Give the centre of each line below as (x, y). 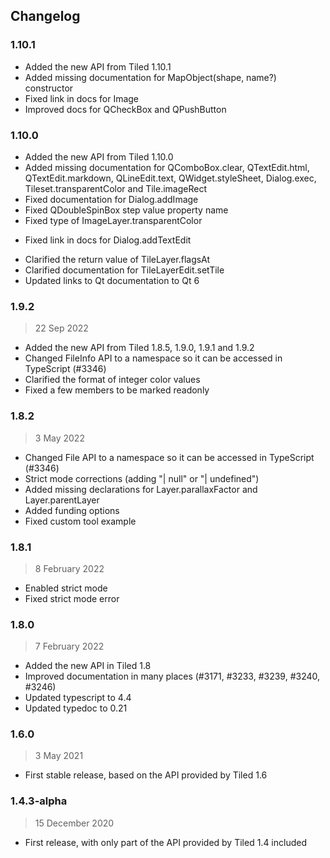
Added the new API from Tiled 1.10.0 (99, 156)
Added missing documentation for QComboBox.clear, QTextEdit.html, (167, 167)
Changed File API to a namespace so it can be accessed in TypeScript (169, 457)
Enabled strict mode (66, 588)
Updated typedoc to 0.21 (76, 708)
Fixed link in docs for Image (82, 98)
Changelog (45, 16)
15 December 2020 (74, 823)
